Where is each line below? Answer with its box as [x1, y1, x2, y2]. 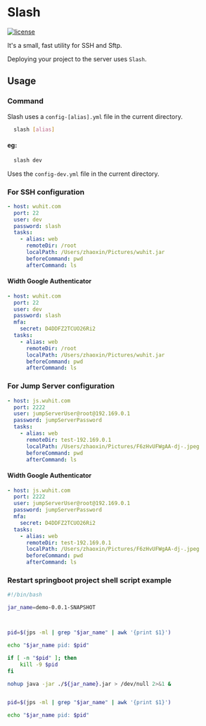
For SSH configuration [7, 187, 85, 197]
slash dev [13, 156, 42, 164]
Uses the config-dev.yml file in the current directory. [7, 170, 160, 178]
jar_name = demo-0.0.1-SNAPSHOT [7, 604, 96, 611]
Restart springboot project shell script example [7, 575, 172, 585]
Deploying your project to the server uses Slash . [7, 54, 147, 63]
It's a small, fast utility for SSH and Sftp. [7, 41, 122, 49]
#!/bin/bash [7, 592, 42, 599]
